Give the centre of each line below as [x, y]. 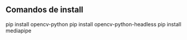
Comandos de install [45, 10]
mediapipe [18, 30]
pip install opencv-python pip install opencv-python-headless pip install [93, 24]
